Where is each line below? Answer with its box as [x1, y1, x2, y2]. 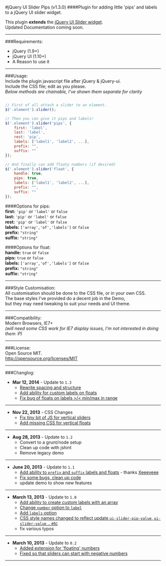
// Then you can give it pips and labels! [5, 116, 94, 121]
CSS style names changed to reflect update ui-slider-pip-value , [19, 515, 153, 521]
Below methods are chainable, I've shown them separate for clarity [5, 89, 142, 95]
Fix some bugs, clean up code [19, 474, 82, 480]
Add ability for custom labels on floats [19, 390, 97, 396]
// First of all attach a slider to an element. [5, 103, 107, 107]
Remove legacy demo [19, 450, 64, 456]
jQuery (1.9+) [12, 48, 40, 54]
